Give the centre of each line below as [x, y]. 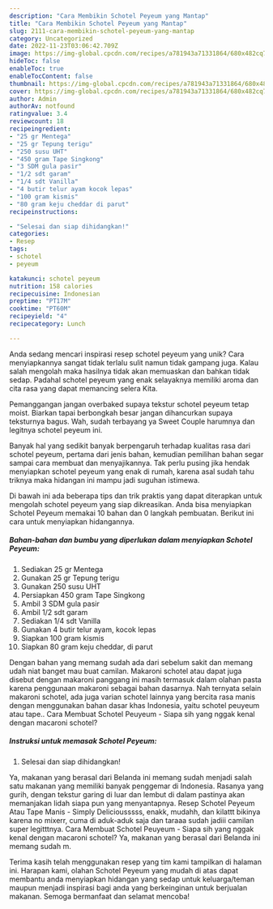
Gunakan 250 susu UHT [61, 586]
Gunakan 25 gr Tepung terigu [70, 578]
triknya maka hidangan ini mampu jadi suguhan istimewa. [105, 480]
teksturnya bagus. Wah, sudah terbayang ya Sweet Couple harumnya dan [132, 421]
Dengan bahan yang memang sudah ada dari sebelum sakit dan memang [131, 662]
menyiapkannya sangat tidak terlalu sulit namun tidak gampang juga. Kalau [134, 362]
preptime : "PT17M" [40, 301]
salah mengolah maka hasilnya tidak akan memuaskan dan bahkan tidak [130, 371]
